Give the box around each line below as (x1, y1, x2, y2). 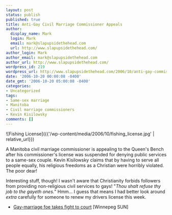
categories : (6, 83, 31, 88)
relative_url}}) (6, 136, 35, 142)
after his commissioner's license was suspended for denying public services (6, 151, 167, 157)
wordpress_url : (6, 69, 38, 75)
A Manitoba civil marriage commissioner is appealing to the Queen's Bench (6, 146, 164, 152)
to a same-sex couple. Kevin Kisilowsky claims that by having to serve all (6, 157, 159, 163)
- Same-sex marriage (6, 98, 50, 103)
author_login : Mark (6, 50, 47, 55)
